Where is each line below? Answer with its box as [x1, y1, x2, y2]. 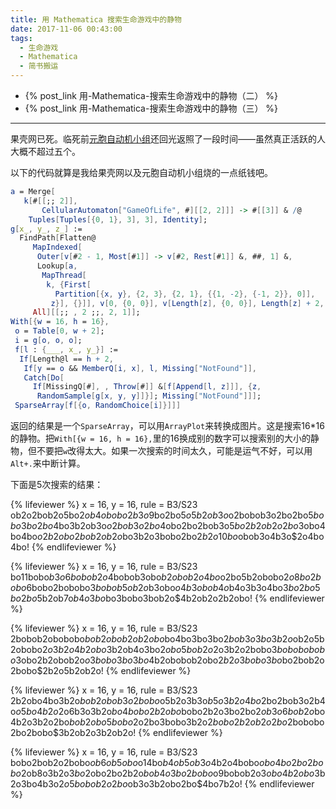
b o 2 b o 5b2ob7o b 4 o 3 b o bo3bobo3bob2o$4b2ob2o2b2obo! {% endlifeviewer [10, 592, 325, 604]
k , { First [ [46, 279, 92, 290]
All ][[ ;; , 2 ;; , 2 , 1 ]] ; [32, 307, 141, 318]
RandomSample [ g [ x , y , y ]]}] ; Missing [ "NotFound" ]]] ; [36, 391, 262, 401]
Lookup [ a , [36, 261, 78, 271]
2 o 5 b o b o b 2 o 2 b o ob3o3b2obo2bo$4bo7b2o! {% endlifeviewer [58, 778, 315, 790]
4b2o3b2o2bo [10, 716, 70, 728]
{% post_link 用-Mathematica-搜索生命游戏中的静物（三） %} [24, 102, 279, 114]
